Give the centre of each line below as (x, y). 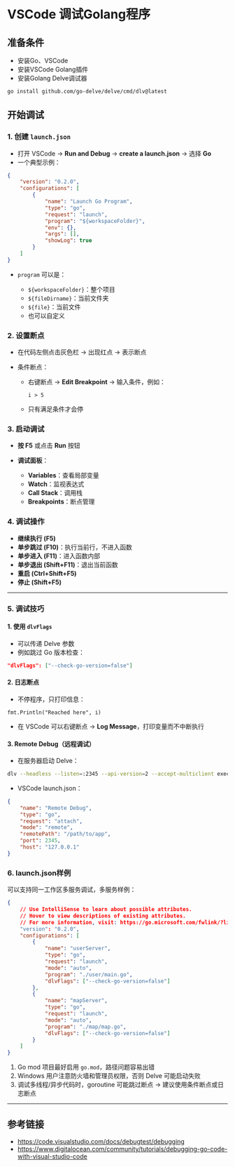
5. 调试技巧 (26, 609)
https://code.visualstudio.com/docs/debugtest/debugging (101, 1141)
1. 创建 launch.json (39, 137)
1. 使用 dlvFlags (30, 627)
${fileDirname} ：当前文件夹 (68, 298)
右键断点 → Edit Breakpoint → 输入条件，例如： (97, 382)
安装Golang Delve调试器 (52, 78)
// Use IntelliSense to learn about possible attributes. (106, 910)
